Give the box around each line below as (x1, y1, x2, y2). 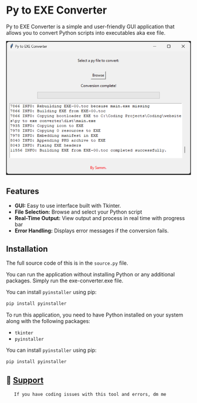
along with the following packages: (6, 318, 91, 325)
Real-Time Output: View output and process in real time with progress (14, 214, 185, 221)
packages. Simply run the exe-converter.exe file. (6, 277, 124, 284)
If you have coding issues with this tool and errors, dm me (13, 391, 167, 397)
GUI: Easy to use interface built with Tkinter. (14, 202, 121, 209)
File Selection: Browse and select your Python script (14, 208, 142, 215)
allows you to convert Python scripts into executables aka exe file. (6, 29, 166, 36)
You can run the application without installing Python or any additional (6, 271, 175, 278)
